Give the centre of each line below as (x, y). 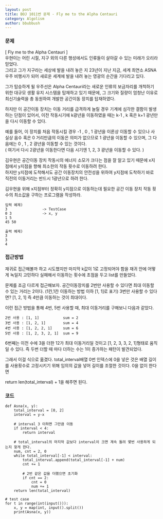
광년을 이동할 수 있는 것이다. (60, 144)
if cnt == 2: (36, 478)
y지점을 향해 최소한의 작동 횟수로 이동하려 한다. (63, 166)
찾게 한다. (23, 447)
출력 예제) (14, 231)
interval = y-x (29, 415)
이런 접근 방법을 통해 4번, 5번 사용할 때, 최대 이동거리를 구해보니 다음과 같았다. (80, 308)
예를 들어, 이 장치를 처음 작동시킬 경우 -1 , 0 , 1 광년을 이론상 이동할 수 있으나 (77, 131)
